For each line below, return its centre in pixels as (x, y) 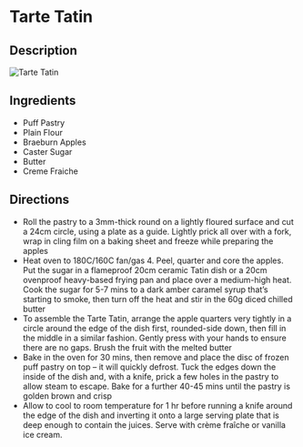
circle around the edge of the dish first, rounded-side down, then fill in (154, 328)
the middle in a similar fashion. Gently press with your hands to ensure (154, 338)
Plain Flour (43, 132)
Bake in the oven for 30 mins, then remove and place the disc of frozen (156, 357)
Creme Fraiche (50, 171)
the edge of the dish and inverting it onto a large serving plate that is (151, 415)
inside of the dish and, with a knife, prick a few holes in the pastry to (151, 376)
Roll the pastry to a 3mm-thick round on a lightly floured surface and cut (158, 221)
